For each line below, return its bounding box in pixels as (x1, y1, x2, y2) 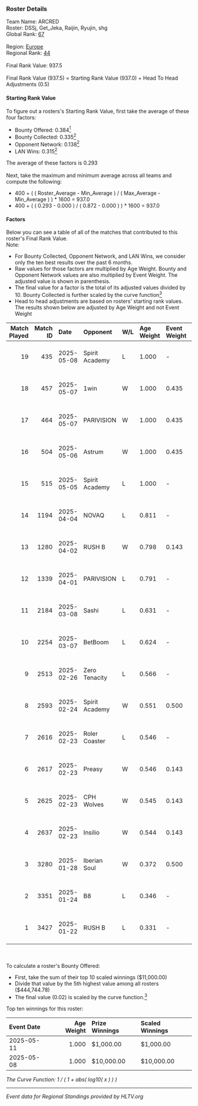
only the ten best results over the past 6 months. (14, 259, 133, 266)
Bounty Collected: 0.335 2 (14, 132, 77, 140)
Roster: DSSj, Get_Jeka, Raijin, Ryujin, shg (6, 24, 108, 31)
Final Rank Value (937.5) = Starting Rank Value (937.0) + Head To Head (6, 74, 179, 81)
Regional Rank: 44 (6, 50, 51, 57)
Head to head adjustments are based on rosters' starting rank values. (14, 297, 183, 305)
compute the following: (6, 178, 62, 185)
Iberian (83, 856, 103, 865)
